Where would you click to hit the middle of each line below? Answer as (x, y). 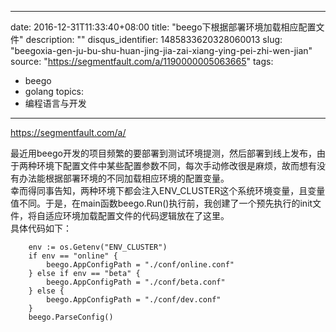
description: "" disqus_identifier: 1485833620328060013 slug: (154, 39)
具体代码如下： (41, 228)
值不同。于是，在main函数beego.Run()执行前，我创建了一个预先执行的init (161, 203)
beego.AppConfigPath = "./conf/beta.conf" (136, 282)
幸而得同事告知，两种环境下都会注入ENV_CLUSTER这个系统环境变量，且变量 (168, 190)
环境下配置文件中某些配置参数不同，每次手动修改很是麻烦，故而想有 (176, 165)
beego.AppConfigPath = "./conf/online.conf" (140, 265)
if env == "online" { (73, 256)
